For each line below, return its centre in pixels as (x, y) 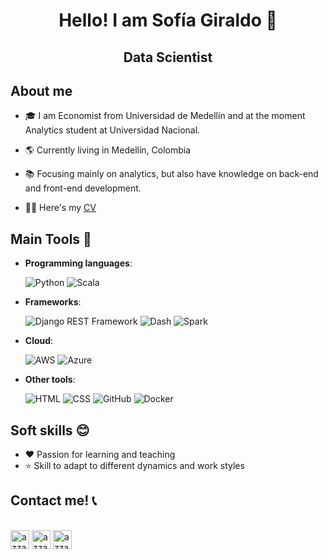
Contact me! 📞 (53, 500)
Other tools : (50, 380)
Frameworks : (53, 302)
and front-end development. (83, 188)
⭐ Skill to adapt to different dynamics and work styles (134, 466)
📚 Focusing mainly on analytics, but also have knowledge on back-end (171, 174)
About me (41, 90)
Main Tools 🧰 (51, 239)
